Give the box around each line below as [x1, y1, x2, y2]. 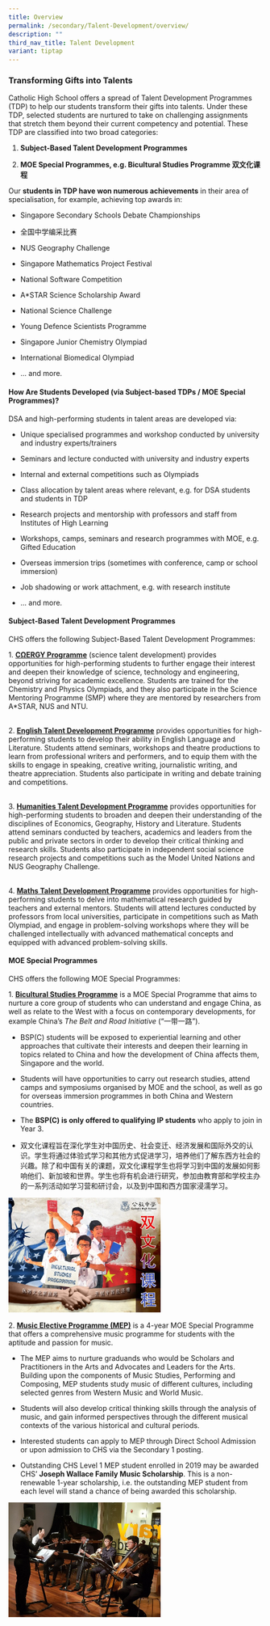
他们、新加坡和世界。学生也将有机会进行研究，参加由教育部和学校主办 [27, 1171, 260, 1180]
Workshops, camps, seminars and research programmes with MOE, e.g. [19, 534, 260, 543]
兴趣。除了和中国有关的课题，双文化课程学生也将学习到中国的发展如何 [19, 1161, 254, 1171]
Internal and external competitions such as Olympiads [19, 469, 199, 479]
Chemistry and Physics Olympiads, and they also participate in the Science [8, 684, 258, 694]
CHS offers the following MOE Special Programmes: [8, 974, 181, 984]
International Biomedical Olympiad [19, 353, 135, 363]
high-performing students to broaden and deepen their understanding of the [8, 809, 263, 820]
